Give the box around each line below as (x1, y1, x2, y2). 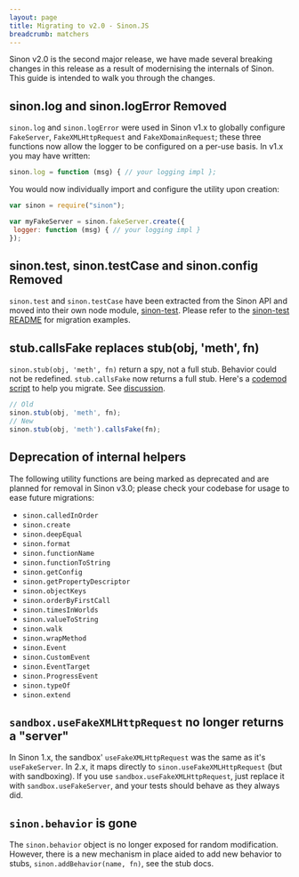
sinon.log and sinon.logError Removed (9, 99, 227, 114)
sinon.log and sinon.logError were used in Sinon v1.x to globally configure (9, 122, 286, 133)
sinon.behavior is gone (9, 816, 138, 831)
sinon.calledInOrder (21, 511, 99, 520)
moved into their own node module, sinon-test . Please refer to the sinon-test (9, 305, 290, 316)
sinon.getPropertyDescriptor (21, 577, 131, 586)
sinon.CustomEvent (21, 653, 91, 662)
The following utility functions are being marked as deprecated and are (9, 473, 270, 484)
